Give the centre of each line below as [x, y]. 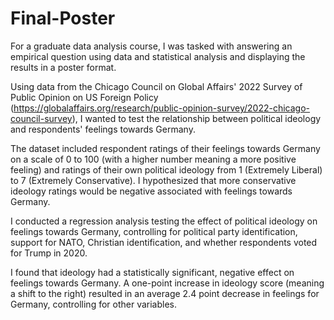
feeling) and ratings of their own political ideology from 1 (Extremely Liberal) [166, 169]
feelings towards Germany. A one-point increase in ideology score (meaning [167, 283]
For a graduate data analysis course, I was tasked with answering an [151, 46]
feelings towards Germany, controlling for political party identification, [154, 231]
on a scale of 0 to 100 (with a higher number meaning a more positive [153, 159]
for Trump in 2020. [49, 253]
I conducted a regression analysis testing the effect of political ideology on [164, 221]
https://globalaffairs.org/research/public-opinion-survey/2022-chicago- [162, 108]
